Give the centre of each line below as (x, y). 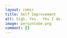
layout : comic (20, 10)
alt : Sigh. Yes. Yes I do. (34, 19)
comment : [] (17, 28)
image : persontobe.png (28, 23)
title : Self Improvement (31, 14)
